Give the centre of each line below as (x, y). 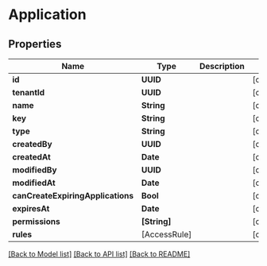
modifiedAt (34, 183)
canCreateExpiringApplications (73, 196)
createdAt (32, 157)
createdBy (33, 144)
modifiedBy (35, 170)
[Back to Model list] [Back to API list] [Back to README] (99, 254)
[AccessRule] (166, 234)
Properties (35, 44)
